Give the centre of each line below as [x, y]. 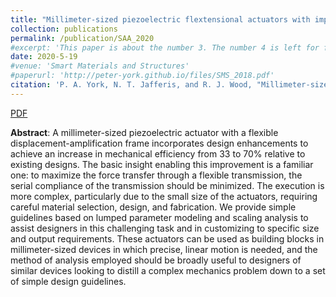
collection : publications [64, 29]
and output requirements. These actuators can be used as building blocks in [167, 238]
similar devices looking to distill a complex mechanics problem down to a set [168, 270]
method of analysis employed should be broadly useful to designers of [156, 260]
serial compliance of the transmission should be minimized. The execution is [167, 185]
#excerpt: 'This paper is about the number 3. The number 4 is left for [165, 47]
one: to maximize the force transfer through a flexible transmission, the [156, 175]
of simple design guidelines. [68, 281]
